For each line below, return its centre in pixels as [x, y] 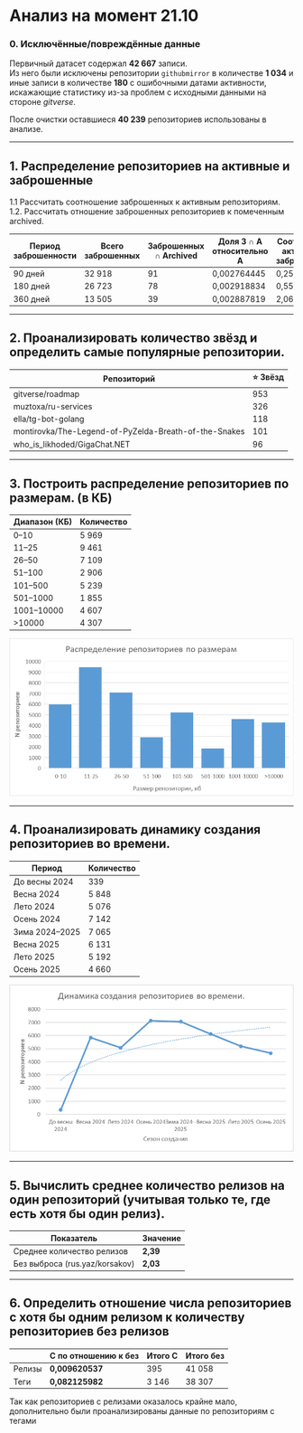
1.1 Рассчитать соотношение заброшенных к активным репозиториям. [145, 202]
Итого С [162, 1356]
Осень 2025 [37, 969]
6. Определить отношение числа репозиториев [151, 1303]
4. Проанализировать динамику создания [135, 830]
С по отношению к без [94, 1356]
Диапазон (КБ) [43, 522]
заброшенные [51, 180]
